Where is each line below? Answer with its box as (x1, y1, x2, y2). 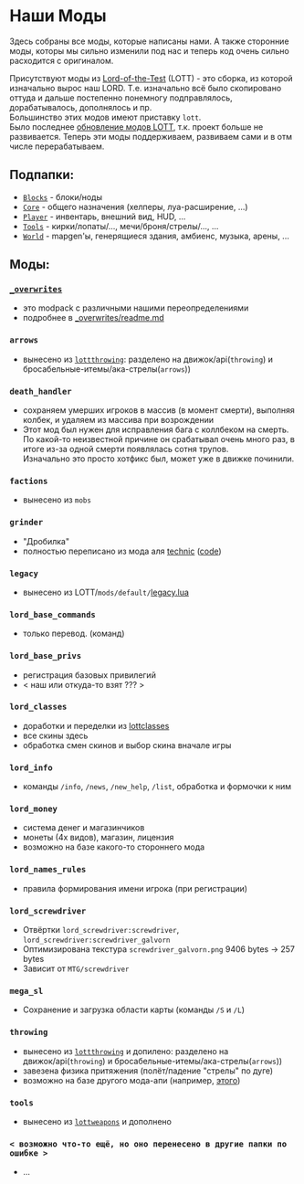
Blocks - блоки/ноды (22, 191, 103, 202)
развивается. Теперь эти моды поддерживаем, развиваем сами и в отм (9, 131, 293, 142)
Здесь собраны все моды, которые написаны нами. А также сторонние (9, 36, 289, 47)
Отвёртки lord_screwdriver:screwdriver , (22, 925, 180, 935)
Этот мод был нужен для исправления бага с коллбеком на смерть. (22, 424, 289, 435)
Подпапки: (9, 167, 75, 183)
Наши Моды (9, 5, 107, 26)
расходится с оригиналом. (9, 55, 114, 66)
